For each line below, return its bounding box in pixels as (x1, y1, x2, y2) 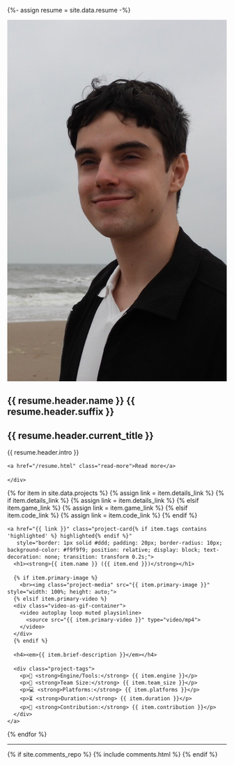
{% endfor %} (7, 730, 47, 738)
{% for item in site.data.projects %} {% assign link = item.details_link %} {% (7, 489, 225, 497)
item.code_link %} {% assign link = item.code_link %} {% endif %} (7, 511, 198, 520)
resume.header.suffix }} (7, 406, 115, 418)
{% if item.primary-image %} (13, 575, 98, 582)
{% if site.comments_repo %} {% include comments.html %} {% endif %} (7, 750, 218, 759)
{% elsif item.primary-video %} (13, 596, 108, 603)
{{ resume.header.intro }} (7, 448, 79, 457)
